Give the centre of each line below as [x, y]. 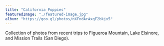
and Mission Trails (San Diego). [37, 38]
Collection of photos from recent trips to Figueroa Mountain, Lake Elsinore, [82, 33]
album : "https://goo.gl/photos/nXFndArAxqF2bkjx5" [59, 19]
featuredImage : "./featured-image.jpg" [47, 14]
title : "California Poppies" [35, 10]
